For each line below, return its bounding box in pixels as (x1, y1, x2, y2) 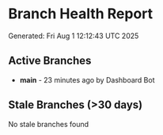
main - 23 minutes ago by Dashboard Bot (19, 75, 155, 84)
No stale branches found (8, 119, 89, 129)
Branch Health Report (8, 5, 154, 23)
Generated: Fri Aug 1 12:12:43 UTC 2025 (8, 31, 139, 40)
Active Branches (8, 54, 92, 67)
